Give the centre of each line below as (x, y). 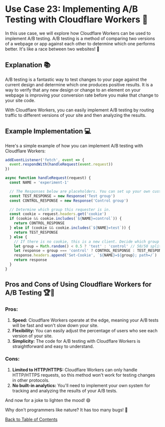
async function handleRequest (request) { (48, 178)
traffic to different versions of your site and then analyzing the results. (76, 115)
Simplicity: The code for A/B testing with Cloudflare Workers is (76, 341)
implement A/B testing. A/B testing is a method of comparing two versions (80, 38)
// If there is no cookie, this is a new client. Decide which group (87, 242)
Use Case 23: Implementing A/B (72, 9)
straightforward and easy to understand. (53, 346)
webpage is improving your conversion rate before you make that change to (82, 95)
